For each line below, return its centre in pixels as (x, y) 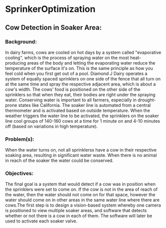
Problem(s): (20, 139)
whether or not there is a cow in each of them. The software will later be (79, 216)
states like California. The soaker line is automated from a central (84, 105)
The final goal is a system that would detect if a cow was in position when (81, 184)
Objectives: (19, 173)
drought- (147, 100)
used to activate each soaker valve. (41, 221)
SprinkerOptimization (50, 9)
